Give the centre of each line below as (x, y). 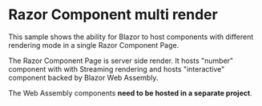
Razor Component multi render (113, 15)
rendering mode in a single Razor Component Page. (94, 45)
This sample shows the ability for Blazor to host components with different (131, 37)
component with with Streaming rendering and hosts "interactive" (117, 69)
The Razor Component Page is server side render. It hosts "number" (121, 61)
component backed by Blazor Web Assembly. (83, 77)
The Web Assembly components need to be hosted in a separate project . (130, 92)
